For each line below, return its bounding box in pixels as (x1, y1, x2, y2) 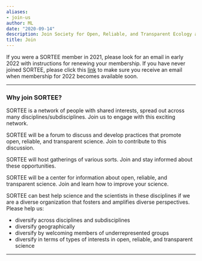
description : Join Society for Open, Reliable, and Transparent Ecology (6, 31, 192, 37)
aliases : (6, 8, 28, 15)
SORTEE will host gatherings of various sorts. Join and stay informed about (6, 156, 193, 163)
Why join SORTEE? (6, 93, 62, 101)
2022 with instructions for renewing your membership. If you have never (6, 60, 186, 67)
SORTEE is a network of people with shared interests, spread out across (6, 107, 185, 115)
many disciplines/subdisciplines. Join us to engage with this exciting (6, 113, 176, 121)
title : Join (6, 37, 36, 43)
